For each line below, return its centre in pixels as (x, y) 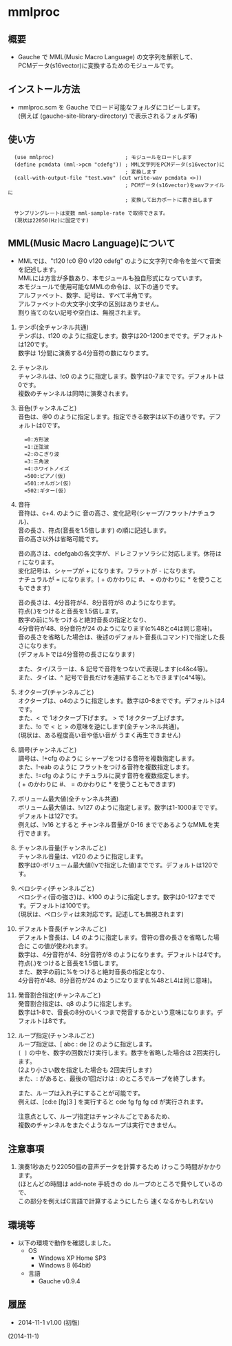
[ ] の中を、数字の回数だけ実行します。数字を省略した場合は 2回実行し (119, 1053)
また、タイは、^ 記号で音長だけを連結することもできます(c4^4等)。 (113, 677)
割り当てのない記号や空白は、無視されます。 (81, 313)
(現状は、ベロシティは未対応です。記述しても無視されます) (101, 914)
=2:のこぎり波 (42, 454)
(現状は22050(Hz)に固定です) (52, 220)
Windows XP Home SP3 (72, 1258)
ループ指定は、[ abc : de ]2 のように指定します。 (87, 1044)
